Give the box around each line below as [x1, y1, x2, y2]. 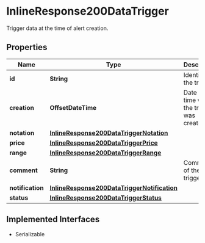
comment [9, 166, 38, 175]
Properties [6, 42, 48, 53]
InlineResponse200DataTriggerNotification [49, 183, 178, 192]
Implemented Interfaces [6, 214, 100, 225]
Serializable [15, 230, 45, 238]
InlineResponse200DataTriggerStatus [49, 194, 162, 202]
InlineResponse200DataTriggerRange [49, 148, 162, 157]
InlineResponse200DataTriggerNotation [49, 128, 168, 137]
